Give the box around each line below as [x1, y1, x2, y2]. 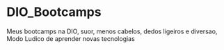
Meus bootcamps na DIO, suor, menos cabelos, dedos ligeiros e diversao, [6, 27, 218, 35]
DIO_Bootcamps [6, 4, 102, 20]
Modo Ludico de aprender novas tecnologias [6, 34, 135, 42]
